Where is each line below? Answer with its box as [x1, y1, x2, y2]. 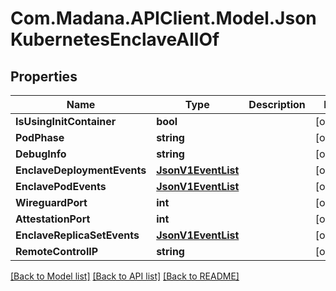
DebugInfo [15, 147, 67, 161]
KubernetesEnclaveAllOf [10, 28, 220, 51]
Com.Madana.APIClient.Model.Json [10, 7, 317, 30]
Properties [10, 68, 78, 85]
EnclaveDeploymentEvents [15, 163, 147, 177]
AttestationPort [15, 212, 91, 226]
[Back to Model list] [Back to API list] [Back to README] [10, 270, 240, 282]
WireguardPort [15, 196, 88, 209]
